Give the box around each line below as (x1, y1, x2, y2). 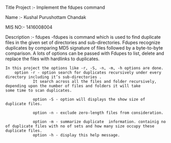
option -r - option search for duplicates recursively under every (14, 70, 161, 75)
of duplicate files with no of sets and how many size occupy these (5, 124, 155, 129)
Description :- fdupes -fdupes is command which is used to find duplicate (5, 34, 161, 40)
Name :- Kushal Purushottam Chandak (5, 14, 87, 20)
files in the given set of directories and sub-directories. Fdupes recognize (5, 39, 160, 45)
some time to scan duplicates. (5, 88, 72, 93)
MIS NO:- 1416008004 (5, 24, 53, 30)
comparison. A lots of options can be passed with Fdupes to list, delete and (5, 51, 164, 56)
